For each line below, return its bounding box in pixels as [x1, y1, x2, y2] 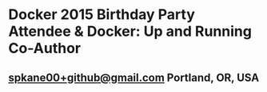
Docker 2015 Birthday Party [8, 6, 196, 24]
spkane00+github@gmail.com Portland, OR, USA [8, 71, 260, 84]
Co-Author [8, 40, 82, 57]
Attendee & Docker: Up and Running [8, 22, 252, 40]
